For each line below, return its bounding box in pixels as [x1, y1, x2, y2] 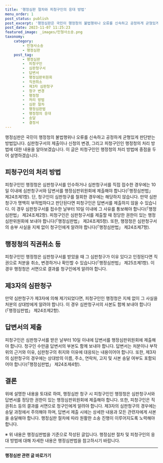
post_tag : [14, 52, 34, 57]
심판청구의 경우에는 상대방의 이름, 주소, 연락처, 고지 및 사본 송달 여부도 [10, 355, 143, 361]
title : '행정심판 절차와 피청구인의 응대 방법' [5, 7, 87, 12]
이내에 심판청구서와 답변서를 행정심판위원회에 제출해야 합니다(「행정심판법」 [10, 188, 153, 194]
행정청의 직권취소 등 [5, 240, 61, 248]
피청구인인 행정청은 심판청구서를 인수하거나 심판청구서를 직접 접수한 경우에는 [5, 182, 150, 188]
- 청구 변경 [22, 89, 45, 93]
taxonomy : [5, 35, 25, 39]
